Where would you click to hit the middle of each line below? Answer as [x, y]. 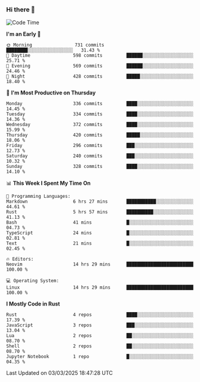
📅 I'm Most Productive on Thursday [51, 93]
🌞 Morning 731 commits [55, 45]
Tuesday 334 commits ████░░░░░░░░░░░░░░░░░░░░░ [100, 114]
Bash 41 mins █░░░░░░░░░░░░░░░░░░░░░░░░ [100, 223]
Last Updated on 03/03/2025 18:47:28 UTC [60, 373]
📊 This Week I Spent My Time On [48, 183]
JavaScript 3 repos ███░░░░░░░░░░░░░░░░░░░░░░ [100, 325]
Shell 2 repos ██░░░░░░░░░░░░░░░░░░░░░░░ [100, 346]
